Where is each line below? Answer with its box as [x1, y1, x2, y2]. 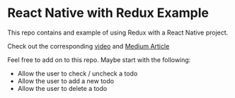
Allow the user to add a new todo [17, 76, 115, 85]
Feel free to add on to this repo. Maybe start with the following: [7, 55, 191, 64]
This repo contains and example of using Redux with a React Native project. [7, 28, 229, 37]
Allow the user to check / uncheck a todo [17, 69, 138, 78]
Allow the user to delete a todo [17, 84, 108, 92]
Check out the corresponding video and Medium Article [7, 42, 170, 50]
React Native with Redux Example [7, 5, 210, 21]
